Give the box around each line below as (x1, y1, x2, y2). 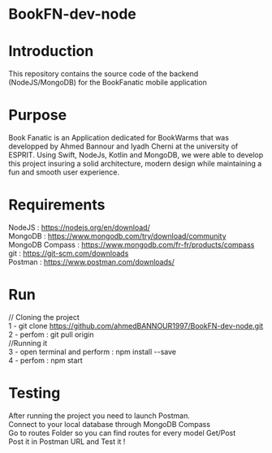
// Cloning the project (8, 312, 80, 321)
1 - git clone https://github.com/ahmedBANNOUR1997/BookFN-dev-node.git (8, 321, 264, 330)
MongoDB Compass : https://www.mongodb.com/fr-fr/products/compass (8, 240, 255, 249)
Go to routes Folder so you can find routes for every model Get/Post (8, 428, 236, 438)
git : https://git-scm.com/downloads (8, 248, 129, 258)
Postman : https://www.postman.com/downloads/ (8, 257, 175, 266)
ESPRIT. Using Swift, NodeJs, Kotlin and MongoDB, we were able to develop (8, 150, 264, 160)
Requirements (8, 196, 106, 214)
